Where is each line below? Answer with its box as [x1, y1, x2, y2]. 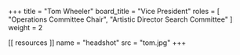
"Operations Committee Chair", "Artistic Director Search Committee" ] [8, 15, 233, 24]
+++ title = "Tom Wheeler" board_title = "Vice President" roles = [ [8, 7, 220, 15]
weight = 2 [8, 23, 43, 32]
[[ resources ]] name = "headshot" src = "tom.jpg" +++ [8, 38, 187, 47]
